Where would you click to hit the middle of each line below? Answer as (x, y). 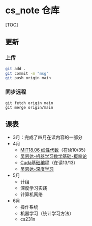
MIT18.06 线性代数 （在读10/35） (54, 150)
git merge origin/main (29, 107)
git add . (16, 69)
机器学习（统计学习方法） (47, 213)
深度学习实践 (34, 188)
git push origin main (28, 78)
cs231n (28, 219)
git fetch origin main (29, 103)
